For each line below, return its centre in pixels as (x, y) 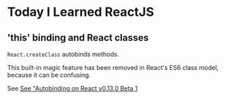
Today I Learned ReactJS (81, 12)
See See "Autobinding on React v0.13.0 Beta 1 (72, 88)
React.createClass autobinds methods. (63, 54)
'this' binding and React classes (78, 38)
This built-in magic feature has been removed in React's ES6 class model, (113, 67)
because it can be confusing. (49, 75)
